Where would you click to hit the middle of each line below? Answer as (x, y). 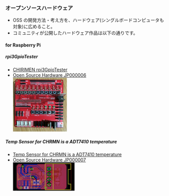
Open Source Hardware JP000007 (49, 160)
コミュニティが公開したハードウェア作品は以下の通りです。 (75, 33)
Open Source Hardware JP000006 (49, 75)
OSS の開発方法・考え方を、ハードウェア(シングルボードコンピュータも (88, 20)
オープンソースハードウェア (39, 8)
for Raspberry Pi (23, 45)
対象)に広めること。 (34, 27)
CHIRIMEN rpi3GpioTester (40, 70)
